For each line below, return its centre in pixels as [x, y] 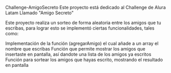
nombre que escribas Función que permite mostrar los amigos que [75, 49]
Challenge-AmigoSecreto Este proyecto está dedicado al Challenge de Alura [86, 7]
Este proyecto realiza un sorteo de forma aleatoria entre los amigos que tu [83, 23]
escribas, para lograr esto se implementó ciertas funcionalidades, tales [80, 28]
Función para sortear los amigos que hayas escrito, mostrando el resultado [84, 60]
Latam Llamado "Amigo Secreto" [40, 13]
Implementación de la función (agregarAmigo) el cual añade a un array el [82, 43]
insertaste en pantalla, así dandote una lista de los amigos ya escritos [78, 54]
